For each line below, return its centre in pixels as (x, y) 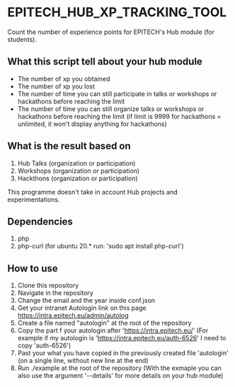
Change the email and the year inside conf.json (86, 301)
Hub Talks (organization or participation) (76, 163)
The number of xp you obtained (64, 79)
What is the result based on (69, 146)
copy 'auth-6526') (44, 346)
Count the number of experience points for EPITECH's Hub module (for (111, 32)
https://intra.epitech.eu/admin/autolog (73, 316)
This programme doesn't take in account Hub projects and (93, 192)
